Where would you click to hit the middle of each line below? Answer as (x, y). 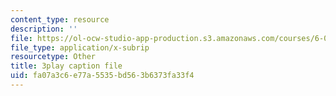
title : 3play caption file (66, 66)
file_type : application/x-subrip (80, 47)
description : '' (44, 29)
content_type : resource (60, 19)
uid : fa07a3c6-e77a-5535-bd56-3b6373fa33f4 (102, 76)
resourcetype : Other (53, 57)
